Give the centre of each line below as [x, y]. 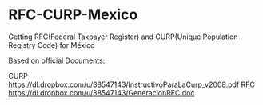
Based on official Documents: [57, 60]
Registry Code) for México [52, 45]
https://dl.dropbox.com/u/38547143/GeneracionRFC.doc [102, 92]
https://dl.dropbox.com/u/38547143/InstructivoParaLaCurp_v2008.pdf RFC [132, 84]
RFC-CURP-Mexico [73, 15]
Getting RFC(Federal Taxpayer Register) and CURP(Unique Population [123, 37]
